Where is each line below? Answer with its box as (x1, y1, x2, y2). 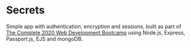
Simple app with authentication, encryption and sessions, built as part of (6, 23, 182, 30)
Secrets (6, 4, 45, 17)
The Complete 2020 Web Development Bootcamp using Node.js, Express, (6, 29, 185, 36)
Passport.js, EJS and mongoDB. (6, 35, 83, 42)
